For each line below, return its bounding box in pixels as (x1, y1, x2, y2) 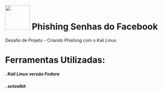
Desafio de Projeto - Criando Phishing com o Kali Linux (5, 37, 117, 43)
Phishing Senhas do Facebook (32, 21, 158, 32)
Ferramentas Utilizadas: (5, 54, 105, 66)
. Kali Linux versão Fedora (5, 71, 60, 77)
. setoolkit (5, 83, 26, 89)
